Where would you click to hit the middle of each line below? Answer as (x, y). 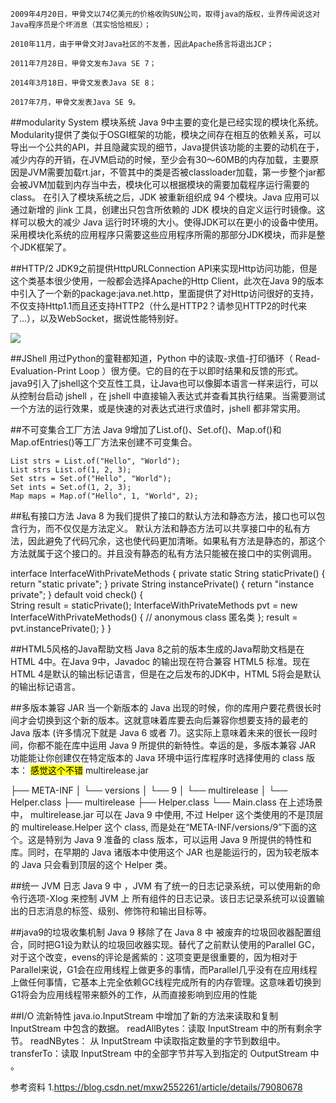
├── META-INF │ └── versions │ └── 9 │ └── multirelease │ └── (149, 790)
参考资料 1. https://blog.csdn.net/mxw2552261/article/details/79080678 (156, 1087)
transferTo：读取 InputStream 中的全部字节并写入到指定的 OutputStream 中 (165, 1053)
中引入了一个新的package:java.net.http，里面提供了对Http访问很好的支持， (165, 293)
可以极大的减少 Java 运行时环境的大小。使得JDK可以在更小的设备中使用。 (171, 222)
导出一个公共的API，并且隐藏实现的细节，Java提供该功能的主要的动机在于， (167, 147)
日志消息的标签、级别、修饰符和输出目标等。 (119, 911)
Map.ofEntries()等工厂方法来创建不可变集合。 (104, 442)
